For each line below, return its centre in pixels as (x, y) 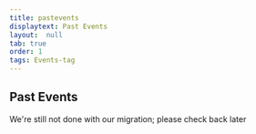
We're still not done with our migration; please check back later (128, 119)
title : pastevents (44, 18)
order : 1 (26, 52)
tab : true (28, 43)
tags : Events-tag (42, 60)
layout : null (36, 35)
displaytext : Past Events (58, 26)
